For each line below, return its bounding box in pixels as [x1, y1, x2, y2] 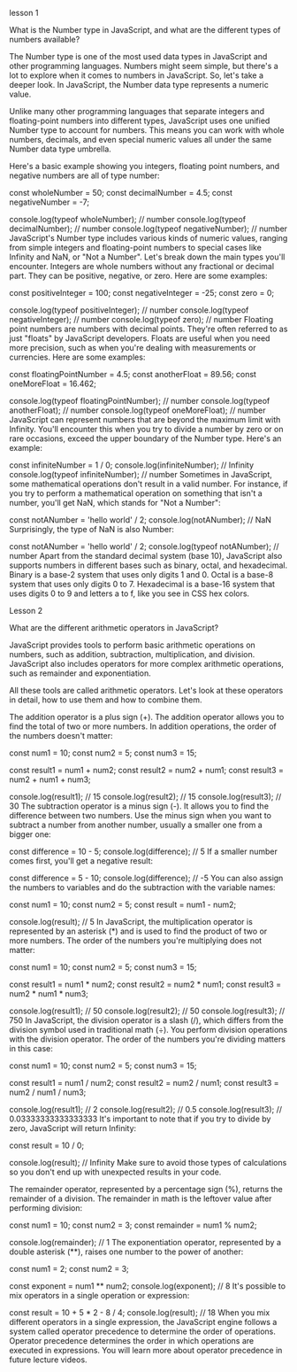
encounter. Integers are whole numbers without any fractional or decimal [9, 261, 275, 271]
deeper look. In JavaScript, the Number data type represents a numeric [9, 80, 270, 89]
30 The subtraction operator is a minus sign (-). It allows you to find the [9, 801, 270, 811]
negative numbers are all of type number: [9, 170, 161, 181]
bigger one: [9, 829, 51, 840]
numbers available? [9, 35, 80, 44]
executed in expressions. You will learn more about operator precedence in [9, 1345, 283, 1355]
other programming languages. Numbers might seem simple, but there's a [9, 61, 278, 71]
